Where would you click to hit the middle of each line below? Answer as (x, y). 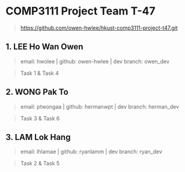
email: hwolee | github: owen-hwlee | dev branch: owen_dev (95, 61)
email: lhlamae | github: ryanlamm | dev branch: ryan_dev (91, 151)
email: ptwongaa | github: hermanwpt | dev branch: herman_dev (100, 106)
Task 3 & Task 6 (40, 118)
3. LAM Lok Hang (38, 137)
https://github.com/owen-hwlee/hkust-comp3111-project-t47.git (99, 28)
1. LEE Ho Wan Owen (44, 47)
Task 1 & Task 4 (40, 73)
